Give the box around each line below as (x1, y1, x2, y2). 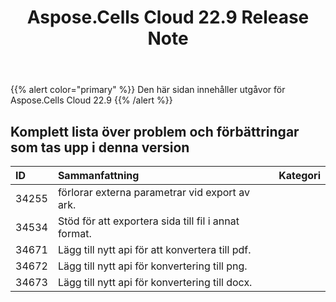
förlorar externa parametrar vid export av (57, 186, 250, 199)
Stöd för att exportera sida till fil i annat (57, 214, 240, 228)
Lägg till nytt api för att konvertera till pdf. (57, 243, 252, 256)
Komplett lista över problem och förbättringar (10, 123, 300, 140)
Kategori (278, 169, 321, 182)
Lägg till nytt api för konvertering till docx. (57, 276, 253, 289)
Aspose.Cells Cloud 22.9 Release (26, 6, 310, 29)
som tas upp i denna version (10, 139, 190, 156)
